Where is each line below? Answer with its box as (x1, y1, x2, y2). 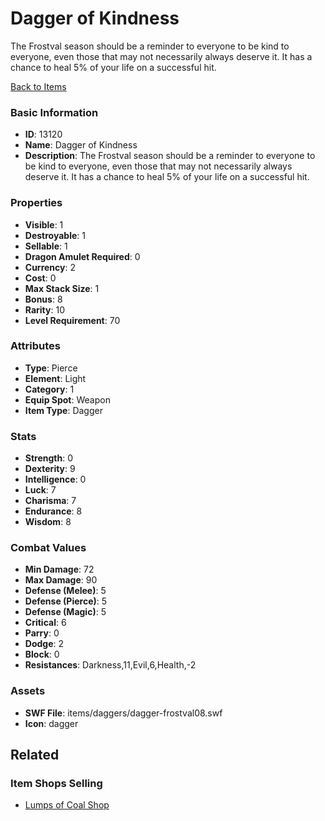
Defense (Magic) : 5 (24, 606, 107, 618)
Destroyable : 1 (24, 229, 86, 241)
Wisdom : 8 (24, 516, 72, 528)
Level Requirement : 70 (24, 314, 121, 326)
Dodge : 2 (24, 638, 65, 650)
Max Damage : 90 (24, 574, 98, 586)
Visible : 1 (24, 218, 64, 231)
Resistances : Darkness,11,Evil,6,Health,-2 (24, 659, 197, 671)
